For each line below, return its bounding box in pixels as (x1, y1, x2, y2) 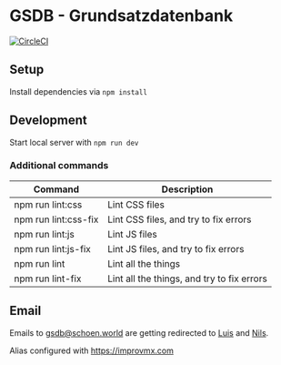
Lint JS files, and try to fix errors (107, 242, 245, 255)
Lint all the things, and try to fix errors (107, 272, 268, 285)
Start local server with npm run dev (9, 137, 139, 147)
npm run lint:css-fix (14, 213, 99, 226)
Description (161, 183, 214, 196)
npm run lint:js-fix (14, 242, 91, 255)
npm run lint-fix (14, 272, 82, 285)
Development (9, 113, 88, 128)
